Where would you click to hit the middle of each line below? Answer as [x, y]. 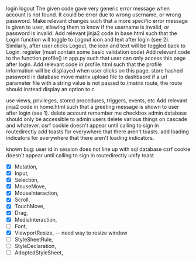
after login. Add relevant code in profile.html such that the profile [84, 64]
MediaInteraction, [36, 219]
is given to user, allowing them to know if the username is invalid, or [88, 27]
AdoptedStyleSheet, [39, 252]
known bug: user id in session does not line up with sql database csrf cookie [98, 149]
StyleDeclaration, [35, 246]
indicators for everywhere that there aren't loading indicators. [80, 138]
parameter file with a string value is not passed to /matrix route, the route [94, 83]
